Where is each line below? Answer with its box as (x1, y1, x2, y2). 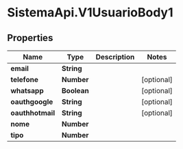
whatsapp (10, 86, 45, 95)
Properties (7, 32, 53, 44)
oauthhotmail (10, 108, 56, 118)
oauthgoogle (10, 97, 53, 107)
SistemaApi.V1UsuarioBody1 (7, 5, 173, 21)
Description (95, 53, 135, 62)
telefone (10, 75, 39, 84)
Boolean (61, 86, 89, 95)
